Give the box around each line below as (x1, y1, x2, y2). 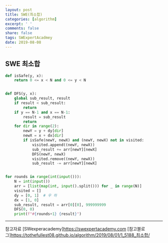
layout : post (5, 7, 32, 12)
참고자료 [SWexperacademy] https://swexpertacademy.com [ (5, 226, 129, 232)
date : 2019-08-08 (5, 40, 41, 45)
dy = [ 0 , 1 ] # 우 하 (14, 193, 57, 198)
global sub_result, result (14, 96, 70, 101)
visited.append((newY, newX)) (31, 142, 95, 147)
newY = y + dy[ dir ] (23, 128, 64, 133)
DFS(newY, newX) (31, 151, 66, 156)
